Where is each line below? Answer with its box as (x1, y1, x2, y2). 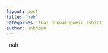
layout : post (6, 8, 39, 15)
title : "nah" (6, 14, 39, 20)
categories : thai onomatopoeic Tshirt (6, 19, 102, 25)
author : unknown (6, 25, 46, 31)
